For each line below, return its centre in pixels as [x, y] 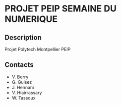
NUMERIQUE [31, 19]
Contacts [19, 65]
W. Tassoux [24, 98]
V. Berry [20, 77]
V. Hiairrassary [27, 93]
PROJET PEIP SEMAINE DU [61, 9]
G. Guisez [22, 82]
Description [23, 37]
